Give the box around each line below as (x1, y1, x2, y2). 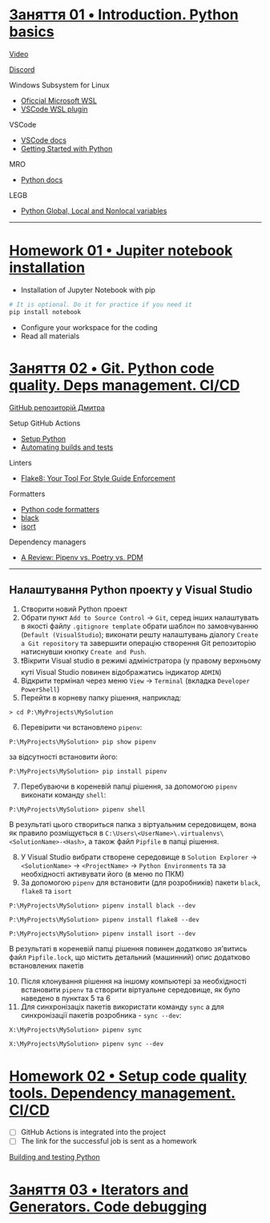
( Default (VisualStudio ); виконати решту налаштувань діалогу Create (20, 630, 259, 640)
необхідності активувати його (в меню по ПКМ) (20, 870, 184, 879)
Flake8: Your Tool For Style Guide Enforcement (20, 473, 175, 482)
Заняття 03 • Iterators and (9, 1181, 189, 1199)
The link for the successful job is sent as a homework (20, 1136, 197, 1146)
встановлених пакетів (9, 961, 84, 971)
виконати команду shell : (20, 790, 107, 800)
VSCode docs (20, 135, 67, 145)
